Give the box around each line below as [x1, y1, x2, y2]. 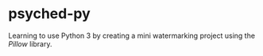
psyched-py [8, 5, 91, 23]
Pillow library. [8, 39, 52, 48]
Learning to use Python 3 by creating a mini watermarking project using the [8, 31, 256, 40]
